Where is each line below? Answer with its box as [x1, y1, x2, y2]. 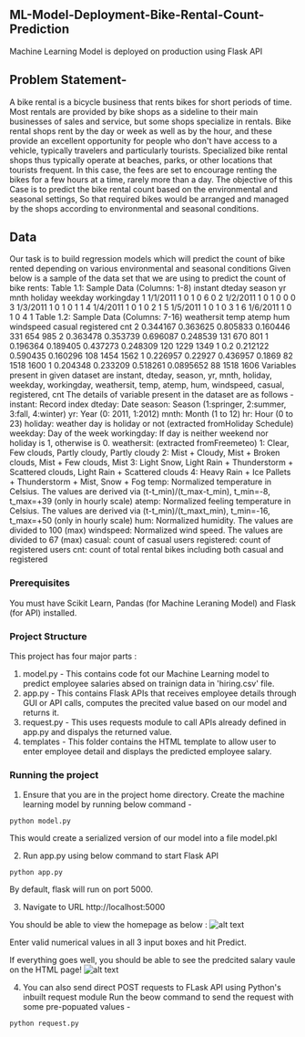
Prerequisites [9, 576, 70, 589]
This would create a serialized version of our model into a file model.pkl [9, 833, 278, 844]
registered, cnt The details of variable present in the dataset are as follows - [9, 389, 294, 400]
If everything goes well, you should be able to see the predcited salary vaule [9, 955, 296, 966]
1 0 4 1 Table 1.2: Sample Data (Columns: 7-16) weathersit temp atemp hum [9, 312, 290, 323]
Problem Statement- [9, 72, 127, 88]
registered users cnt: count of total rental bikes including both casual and [9, 544, 284, 555]
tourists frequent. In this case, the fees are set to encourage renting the [9, 164, 278, 175]
